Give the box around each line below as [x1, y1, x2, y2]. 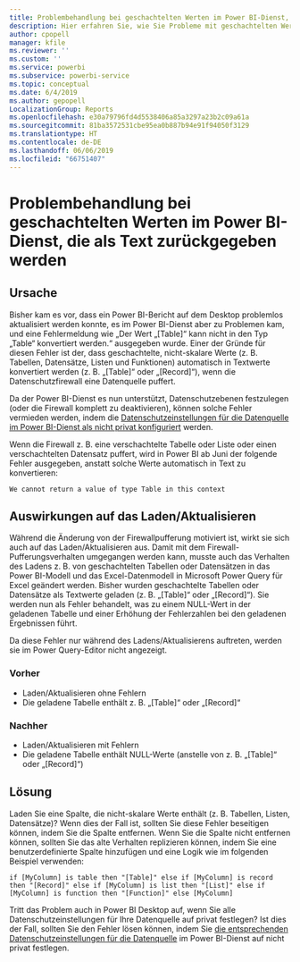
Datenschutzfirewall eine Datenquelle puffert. [9, 376, 176, 386]
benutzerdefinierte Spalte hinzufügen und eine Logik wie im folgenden [9, 846, 269, 857]
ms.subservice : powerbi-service [9, 72, 129, 80]
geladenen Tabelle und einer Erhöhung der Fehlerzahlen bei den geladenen [9, 609, 287, 620]
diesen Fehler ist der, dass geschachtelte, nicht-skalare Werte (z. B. [9, 347, 258, 358]
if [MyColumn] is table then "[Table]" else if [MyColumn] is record [9, 873, 274, 882]
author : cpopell [9, 30, 70, 38]
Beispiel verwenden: [9, 856, 85, 866]
